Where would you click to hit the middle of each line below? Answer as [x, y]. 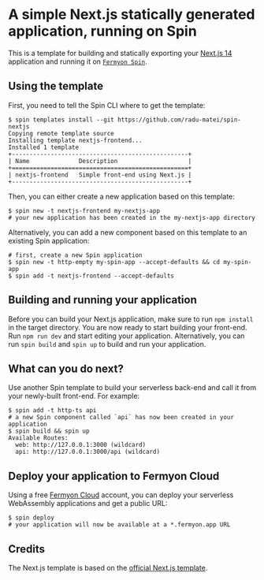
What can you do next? [66, 368]
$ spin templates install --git [61, 120]
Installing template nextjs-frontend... [76, 140]
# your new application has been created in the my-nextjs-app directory [132, 217]
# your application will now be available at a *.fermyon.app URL [119, 525]
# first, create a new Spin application [76, 255]
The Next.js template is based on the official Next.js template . [108, 568]
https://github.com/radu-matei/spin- [179, 120]
